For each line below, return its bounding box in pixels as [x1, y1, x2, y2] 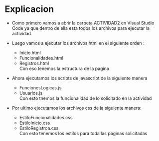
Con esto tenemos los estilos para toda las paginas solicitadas [19, 130, 148, 136]
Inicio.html [19, 50, 41, 56]
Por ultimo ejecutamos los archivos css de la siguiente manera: [11, 105, 142, 111]
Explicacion [4, 3, 54, 15]
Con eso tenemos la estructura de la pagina [19, 66, 109, 71]
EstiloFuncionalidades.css [19, 114, 73, 120]
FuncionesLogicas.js [19, 84, 62, 90]
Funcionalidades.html [19, 55, 63, 61]
